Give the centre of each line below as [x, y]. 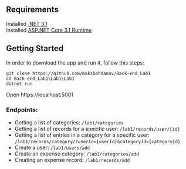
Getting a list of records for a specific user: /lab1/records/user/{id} [97, 129]
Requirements [32, 10]
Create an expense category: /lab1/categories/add [77, 153]
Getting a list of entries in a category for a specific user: [82, 135]
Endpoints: [22, 110]
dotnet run [19, 84]
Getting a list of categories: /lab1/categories [69, 122]
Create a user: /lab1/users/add [52, 147]
